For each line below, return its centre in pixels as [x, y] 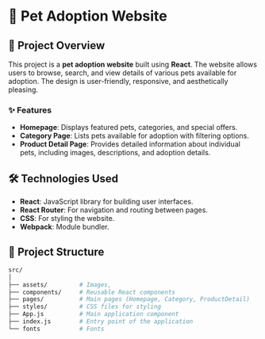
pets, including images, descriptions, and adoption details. [115, 153]
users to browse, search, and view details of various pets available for [123, 73]
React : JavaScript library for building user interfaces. [106, 202]
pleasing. [23, 90]
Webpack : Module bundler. [64, 227]
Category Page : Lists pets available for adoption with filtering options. [134, 136]
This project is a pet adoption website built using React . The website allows [133, 64]
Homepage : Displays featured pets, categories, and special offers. [129, 128]
